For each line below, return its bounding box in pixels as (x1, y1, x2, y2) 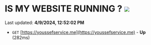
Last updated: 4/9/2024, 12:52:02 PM (5, 19, 85, 25)
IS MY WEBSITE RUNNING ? (5, 3, 123, 14)
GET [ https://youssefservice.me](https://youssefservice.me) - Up (12, 29, 146, 35)
